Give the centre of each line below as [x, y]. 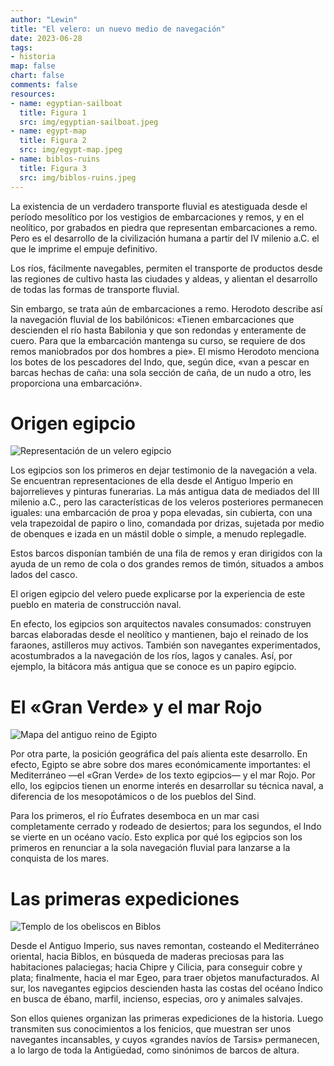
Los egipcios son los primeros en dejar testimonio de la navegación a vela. [164, 470]
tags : [21, 47]
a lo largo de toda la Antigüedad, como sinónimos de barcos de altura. [155, 1050]
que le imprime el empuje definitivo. [84, 248]
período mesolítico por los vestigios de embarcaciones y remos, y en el [157, 217]
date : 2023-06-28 [46, 38]
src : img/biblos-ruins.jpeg [78, 177]
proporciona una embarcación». [76, 383]
